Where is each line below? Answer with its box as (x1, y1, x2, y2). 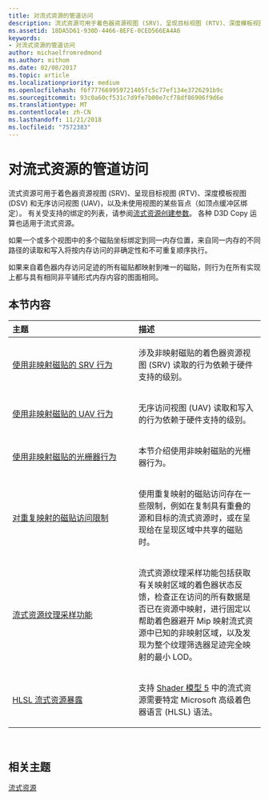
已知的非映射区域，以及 (155, 627, 243, 638)
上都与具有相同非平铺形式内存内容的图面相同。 (8, 272, 163, 282)
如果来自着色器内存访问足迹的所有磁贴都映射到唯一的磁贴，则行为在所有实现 (8, 262, 261, 272)
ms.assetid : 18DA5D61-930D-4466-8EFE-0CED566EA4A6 (8, 26, 181, 34)
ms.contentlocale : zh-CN (8, 109, 91, 117)
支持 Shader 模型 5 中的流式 (139, 682, 244, 693)
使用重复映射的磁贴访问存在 (139, 488, 243, 499)
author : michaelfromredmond (8, 49, 102, 57)
